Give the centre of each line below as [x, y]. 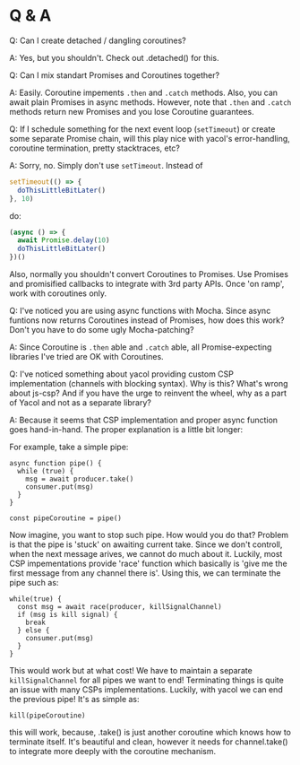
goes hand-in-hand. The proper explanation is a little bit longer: [126, 430]
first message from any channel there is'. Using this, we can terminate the [145, 573]
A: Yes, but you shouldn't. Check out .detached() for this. [114, 57]
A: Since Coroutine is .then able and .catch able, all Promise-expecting [141, 347]
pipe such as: [34, 583]
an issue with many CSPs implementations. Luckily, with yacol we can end [146, 690]
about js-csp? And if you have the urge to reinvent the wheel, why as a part [148, 393]
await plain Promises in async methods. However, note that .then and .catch [150, 102]
